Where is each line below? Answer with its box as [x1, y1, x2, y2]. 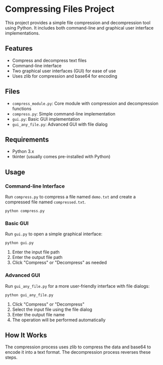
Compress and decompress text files [12, 57, 87, 63]
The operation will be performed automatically [12, 317, 106, 323]
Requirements [5, 135, 49, 143]
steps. [5, 355, 18, 361]
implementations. [5, 30, 40, 36]
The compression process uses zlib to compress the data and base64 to [5, 344, 151, 350]
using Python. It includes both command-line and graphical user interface [5, 25, 154, 30]
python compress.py [5, 209, 45, 214]
